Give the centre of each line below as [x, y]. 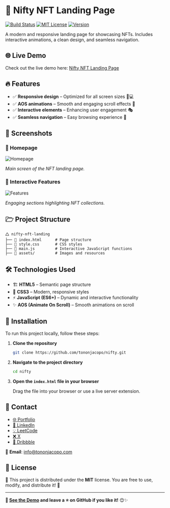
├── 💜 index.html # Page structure [49, 240]
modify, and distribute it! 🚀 [33, 485]
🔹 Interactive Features [33, 182]
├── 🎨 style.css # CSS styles [44, 244]
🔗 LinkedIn [24, 425]
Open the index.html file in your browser [56, 381]
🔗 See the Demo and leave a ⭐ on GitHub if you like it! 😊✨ [67, 500]
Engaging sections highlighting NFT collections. [55, 203]
